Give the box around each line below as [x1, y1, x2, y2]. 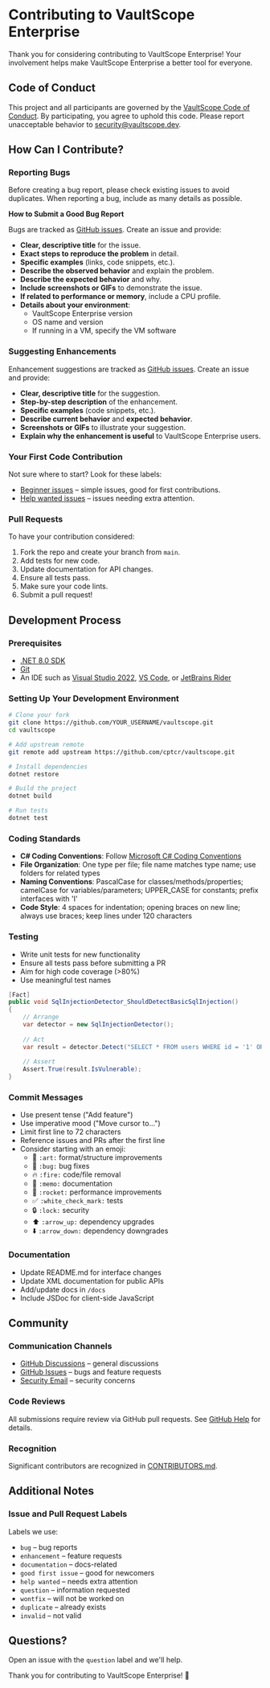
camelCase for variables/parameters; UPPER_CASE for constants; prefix [19, 886, 259, 895]
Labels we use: [8, 1526, 59, 1536]
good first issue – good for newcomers [19, 1567, 155, 1577]
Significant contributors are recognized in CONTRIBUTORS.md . [8, 1461, 219, 1470]
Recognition [8, 1443, 57, 1454]
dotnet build [8, 792, 52, 801]
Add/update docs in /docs [19, 1284, 106, 1294]
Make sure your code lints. [19, 581, 108, 592]
